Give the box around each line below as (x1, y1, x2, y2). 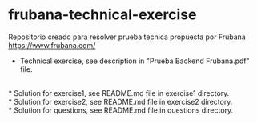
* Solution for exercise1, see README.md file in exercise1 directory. (8, 88, 230, 97)
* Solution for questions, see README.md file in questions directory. (8, 105, 234, 115)
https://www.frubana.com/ (8, 40, 96, 50)
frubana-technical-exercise (8, 6, 197, 24)
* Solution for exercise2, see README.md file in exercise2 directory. (8, 97, 233, 106)
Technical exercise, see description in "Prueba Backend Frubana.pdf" (19, 56, 250, 65)
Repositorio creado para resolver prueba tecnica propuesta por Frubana (8, 32, 246, 42)
